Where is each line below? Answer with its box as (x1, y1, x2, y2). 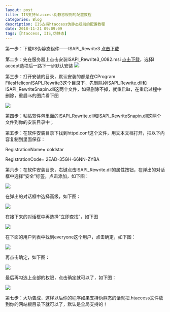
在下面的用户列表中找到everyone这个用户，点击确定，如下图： (5, 234, 136, 240)
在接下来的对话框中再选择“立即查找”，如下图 (5, 214, 98, 220)
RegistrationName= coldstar (5, 147, 64, 152)
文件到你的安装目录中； (5, 119, 54, 125)
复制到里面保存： (9, 136, 46, 142)
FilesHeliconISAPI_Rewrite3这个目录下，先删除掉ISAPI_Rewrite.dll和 (5, 80, 147, 86)
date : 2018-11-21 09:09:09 (5, 26, 62, 31)
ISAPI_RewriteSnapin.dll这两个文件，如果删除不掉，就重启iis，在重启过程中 (5, 86, 162, 92)
